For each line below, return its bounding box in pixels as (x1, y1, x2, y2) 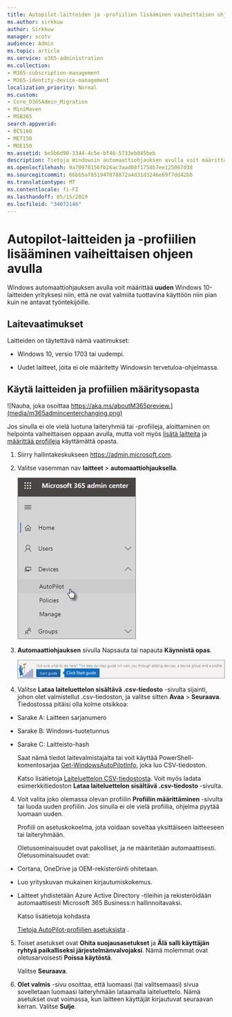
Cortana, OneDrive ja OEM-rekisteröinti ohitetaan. (17, 864, 159, 873)
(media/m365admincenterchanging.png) (7, 408, 123, 417)
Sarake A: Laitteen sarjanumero (17, 714, 107, 721)
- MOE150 (7, 142, 32, 149)
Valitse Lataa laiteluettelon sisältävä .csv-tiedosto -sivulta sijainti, (17, 685, 208, 694)
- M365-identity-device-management (7, 77, 110, 84)
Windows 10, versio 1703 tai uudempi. (17, 350, 125, 359)
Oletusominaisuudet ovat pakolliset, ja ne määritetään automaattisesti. (17, 844, 216, 852)
